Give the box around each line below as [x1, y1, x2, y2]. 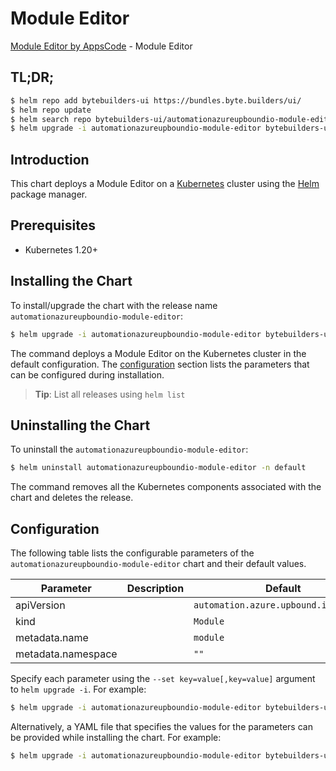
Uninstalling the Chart [10, 417, 151, 434]
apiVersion [15, 598, 66, 612]
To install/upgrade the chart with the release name [10, 299, 218, 311]
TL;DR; [10, 69, 55, 86]
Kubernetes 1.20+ [24, 243, 98, 256]
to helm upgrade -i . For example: [10, 683, 147, 696]
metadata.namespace [15, 647, 118, 661]
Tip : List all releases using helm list [34, 388, 186, 400]
